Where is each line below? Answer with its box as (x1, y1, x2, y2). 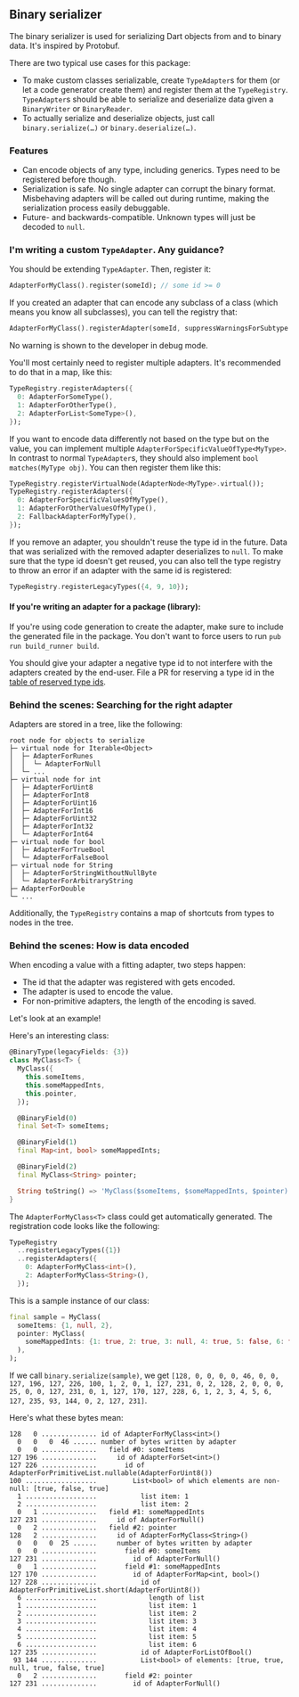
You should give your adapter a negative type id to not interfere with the (9, 657, 273, 668)
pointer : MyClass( (17, 1329, 86, 1338)
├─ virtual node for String (9, 861, 114, 870)
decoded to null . (21, 222, 85, 233)
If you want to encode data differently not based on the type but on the (9, 433, 270, 444)
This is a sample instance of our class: (9, 1295, 149, 1306)
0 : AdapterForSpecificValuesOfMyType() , (17, 496, 169, 504)
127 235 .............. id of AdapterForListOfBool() (9, 1648, 253, 1657)
